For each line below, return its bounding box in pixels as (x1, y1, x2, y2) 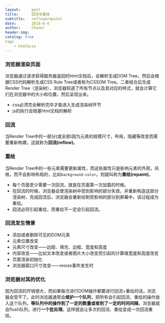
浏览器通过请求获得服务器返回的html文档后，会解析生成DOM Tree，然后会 (5, 73, 155, 79)
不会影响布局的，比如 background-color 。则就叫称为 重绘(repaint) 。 (18, 171, 153, 177)
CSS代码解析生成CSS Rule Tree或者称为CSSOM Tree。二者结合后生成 (9, 79, 151, 85)
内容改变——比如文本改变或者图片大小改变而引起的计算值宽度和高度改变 (12, 250, 159, 256)
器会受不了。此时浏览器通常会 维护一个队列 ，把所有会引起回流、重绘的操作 (5, 294, 156, 300)
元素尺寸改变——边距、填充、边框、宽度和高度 (12, 244, 107, 250)
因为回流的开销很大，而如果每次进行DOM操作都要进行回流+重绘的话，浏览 (5, 288, 156, 294)
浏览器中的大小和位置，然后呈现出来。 (13, 91, 91, 97)
